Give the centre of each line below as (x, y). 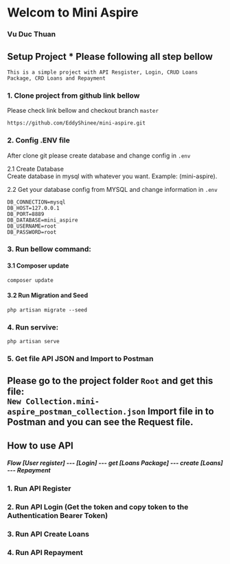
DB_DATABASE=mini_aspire (43, 220)
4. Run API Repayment (45, 552)
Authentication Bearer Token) (58, 515)
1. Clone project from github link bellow (73, 96)
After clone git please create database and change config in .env (99, 155)
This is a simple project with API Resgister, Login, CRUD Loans (102, 72)
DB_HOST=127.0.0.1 (33, 208)
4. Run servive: (33, 327)
